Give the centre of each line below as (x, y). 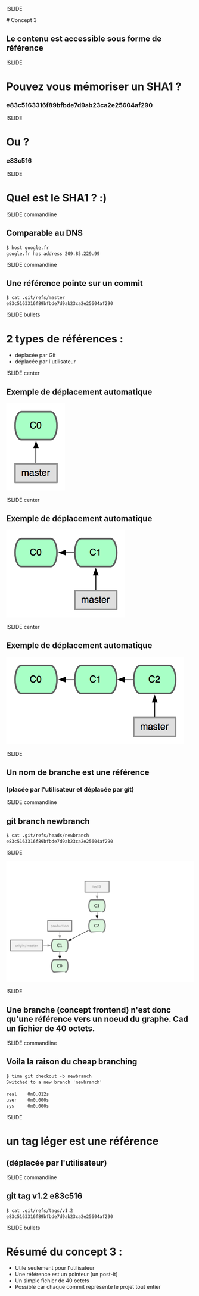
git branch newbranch (48, 821)
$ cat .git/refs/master (36, 298)
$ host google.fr (28, 247)
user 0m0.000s (28, 1100)
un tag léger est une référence (83, 1141)
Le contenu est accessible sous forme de (84, 39)
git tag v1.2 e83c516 (44, 1196)
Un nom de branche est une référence (78, 773)
